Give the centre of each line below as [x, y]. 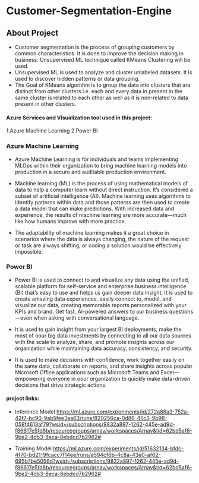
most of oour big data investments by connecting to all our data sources [103, 335]
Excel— [170, 372]
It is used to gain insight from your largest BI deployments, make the [98, 329]
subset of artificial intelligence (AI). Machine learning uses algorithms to [103, 196]
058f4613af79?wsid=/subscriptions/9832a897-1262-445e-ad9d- [95, 424]
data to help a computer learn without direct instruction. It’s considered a [104, 190]
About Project [32, 33]
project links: [23, 399]
